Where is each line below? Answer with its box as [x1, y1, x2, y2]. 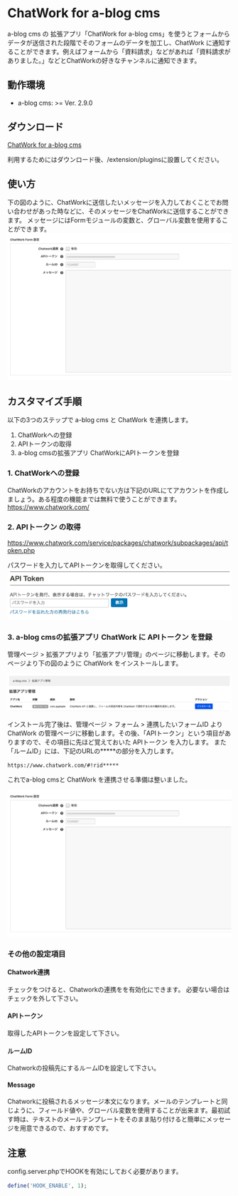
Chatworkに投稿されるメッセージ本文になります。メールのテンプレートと [7, 1097, 222, 1106]
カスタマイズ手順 [7, 396, 82, 408]
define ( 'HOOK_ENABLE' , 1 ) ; [7, 1182, 87, 1190]
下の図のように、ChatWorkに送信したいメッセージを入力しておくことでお [7, 198, 222, 207]
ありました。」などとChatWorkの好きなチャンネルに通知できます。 [7, 56, 201, 65]
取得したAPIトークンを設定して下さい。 [7, 1029, 123, 1037]
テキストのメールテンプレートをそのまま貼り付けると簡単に [31, 1115, 207, 1124]
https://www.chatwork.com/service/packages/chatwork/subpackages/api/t [7, 538, 229, 547]
